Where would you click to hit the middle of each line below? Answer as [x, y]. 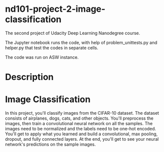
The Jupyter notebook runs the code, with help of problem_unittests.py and [81, 42]
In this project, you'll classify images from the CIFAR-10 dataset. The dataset [82, 113]
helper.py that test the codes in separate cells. [52, 48]
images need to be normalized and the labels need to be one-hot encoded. [81, 129]
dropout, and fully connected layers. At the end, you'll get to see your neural [82, 139]
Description [29, 77]
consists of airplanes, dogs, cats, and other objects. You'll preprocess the [79, 118]
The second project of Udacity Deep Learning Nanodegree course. [73, 33]
